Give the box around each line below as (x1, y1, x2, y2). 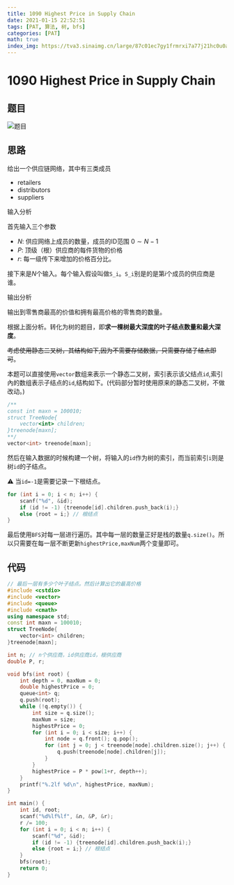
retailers (17, 178, 42, 186)
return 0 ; (19, 865, 49, 872)
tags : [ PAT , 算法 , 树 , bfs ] (7, 23, 86, 30)
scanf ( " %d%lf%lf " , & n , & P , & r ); (19, 813, 114, 820)
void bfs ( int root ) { (7, 671, 70, 678)
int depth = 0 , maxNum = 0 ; (19, 677, 101, 684)
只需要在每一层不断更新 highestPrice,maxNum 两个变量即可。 (13, 539, 183, 548)
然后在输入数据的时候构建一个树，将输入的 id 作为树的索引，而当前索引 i (7, 453, 212, 461)
